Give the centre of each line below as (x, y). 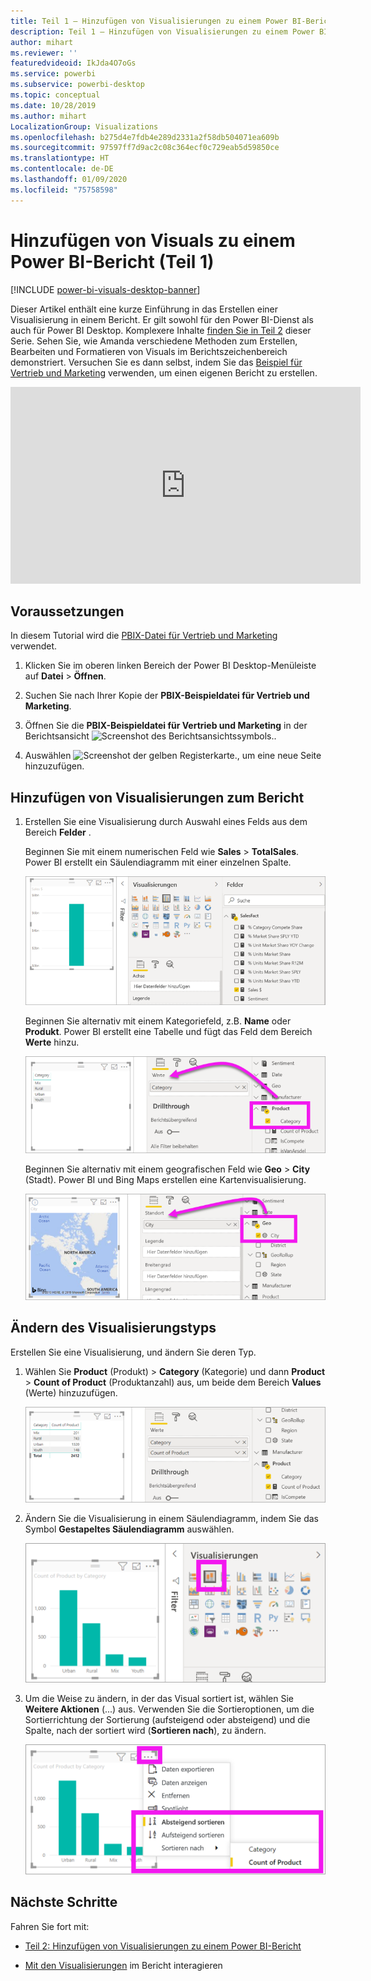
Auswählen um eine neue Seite (173, 756)
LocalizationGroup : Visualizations (84, 126)
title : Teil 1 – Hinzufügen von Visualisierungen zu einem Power (149, 21)
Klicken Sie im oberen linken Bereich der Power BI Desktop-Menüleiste (170, 666)
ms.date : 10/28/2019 (53, 105)
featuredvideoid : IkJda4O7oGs (73, 63)
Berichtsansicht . (150, 736)
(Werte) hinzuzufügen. (71, 1392)
